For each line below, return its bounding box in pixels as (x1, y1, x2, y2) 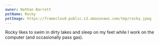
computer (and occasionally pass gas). (5, 34, 83, 40)
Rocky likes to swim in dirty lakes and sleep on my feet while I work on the (5, 30, 155, 35)
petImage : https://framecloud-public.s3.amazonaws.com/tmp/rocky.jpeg (5, 16, 152, 21)
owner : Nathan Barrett (5, 7, 51, 12)
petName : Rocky (5, 12, 36, 16)
